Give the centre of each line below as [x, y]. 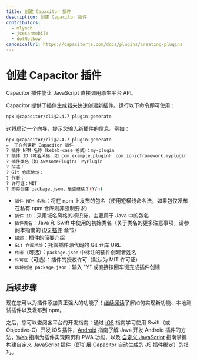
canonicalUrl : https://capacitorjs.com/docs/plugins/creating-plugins [94, 45]
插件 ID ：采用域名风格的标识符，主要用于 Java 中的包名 [82, 216]
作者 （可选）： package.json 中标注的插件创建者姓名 [76, 252]
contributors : [24, 22]
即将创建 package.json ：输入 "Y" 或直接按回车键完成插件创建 [87, 267]
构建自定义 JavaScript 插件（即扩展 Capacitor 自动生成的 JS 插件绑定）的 [95, 345]
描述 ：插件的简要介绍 [40, 238]
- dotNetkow [26, 39]
